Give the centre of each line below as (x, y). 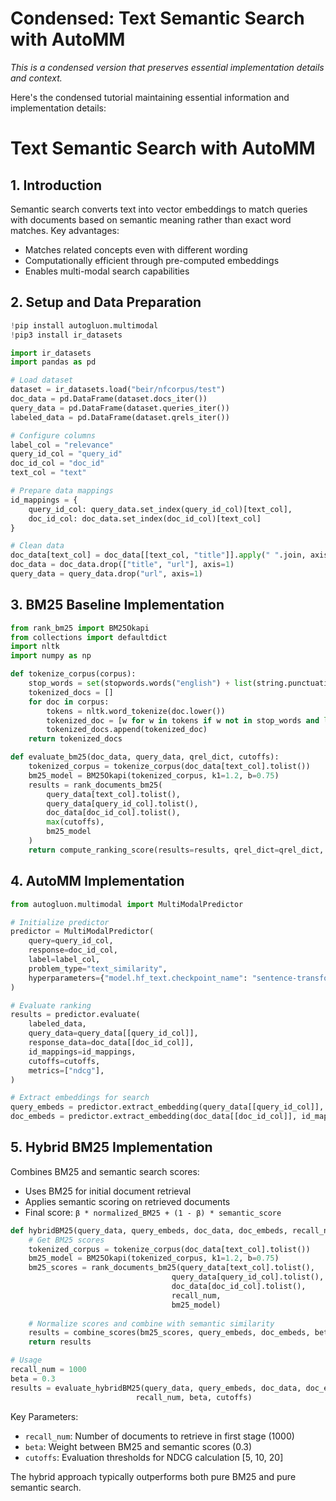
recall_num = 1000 (48, 1370)
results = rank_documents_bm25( (95, 785)
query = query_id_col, (71, 941)
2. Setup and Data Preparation (106, 302)
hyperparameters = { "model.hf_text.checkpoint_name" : (138, 978)
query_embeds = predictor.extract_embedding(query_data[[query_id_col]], (167, 1107)
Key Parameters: (44, 1416)
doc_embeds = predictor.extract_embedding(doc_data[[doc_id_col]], (154, 1117)
